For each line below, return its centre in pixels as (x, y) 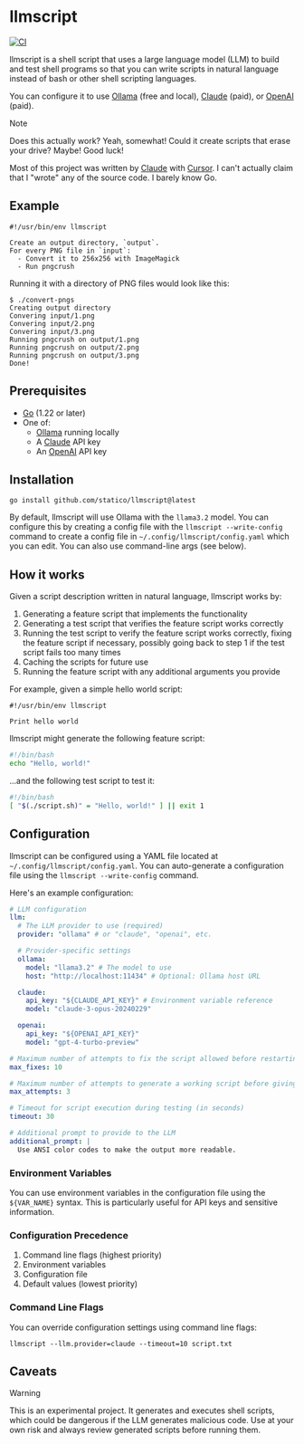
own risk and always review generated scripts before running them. (135, 1430)
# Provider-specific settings (74, 951)
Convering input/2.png (52, 323)
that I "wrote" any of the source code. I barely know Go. (113, 177)
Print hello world (44, 722)
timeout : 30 (32, 1117)
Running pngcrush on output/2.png (75, 347)
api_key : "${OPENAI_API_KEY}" (83, 1034)
